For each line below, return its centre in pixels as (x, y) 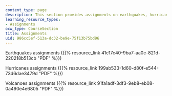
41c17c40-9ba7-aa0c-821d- (131, 53)
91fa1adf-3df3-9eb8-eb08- (126, 83)
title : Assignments (26, 34)
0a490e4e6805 (22, 88)
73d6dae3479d (21, 73)
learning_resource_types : (33, 19)
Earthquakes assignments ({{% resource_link (53, 53)
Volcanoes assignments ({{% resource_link (51, 83)
